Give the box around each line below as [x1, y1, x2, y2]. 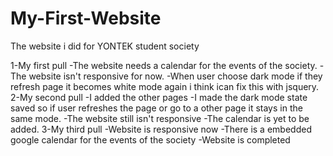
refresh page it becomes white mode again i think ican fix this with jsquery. [10, 80, 320, 92]
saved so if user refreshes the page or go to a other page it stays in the [10, 102, 303, 114]
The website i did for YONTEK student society [10, 40, 200, 52]
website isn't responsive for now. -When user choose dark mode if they [28, 70, 323, 82]
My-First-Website [10, 7, 162, 30]
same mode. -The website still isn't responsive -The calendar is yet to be [10, 112, 310, 124]
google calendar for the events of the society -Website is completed [10, 133, 291, 146]
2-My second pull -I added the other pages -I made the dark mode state [10, 91, 308, 103]
